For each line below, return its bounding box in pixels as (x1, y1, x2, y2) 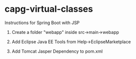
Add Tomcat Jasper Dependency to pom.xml (11, 48, 103, 54)
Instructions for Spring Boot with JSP (4, 20, 80, 26)
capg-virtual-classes (4, 3, 93, 15)
